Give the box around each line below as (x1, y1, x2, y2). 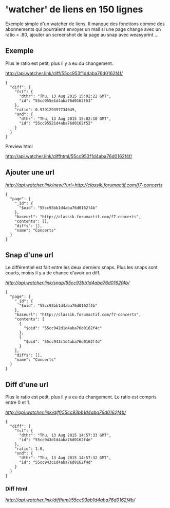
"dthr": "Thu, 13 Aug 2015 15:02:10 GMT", (18, 116, 111, 121)
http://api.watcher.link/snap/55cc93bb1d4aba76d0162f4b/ (5, 279, 130, 286)
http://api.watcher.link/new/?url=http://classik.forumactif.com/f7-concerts (5, 182, 163, 188)
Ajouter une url (5, 168, 55, 177)
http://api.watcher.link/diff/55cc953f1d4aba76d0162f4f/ (5, 70, 123, 76)
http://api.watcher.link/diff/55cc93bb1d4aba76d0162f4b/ (5, 409, 126, 415)
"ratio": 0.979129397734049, (14, 107, 77, 112)
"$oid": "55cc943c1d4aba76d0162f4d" (24, 339, 102, 344)
